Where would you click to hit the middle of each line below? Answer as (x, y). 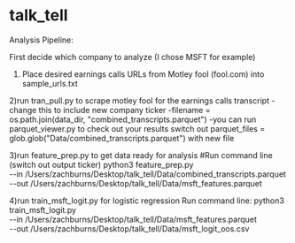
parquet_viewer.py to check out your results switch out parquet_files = (137, 128)
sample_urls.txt (50, 83)
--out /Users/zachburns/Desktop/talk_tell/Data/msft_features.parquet (136, 183)
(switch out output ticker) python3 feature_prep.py (101, 164)
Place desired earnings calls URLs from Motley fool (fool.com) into (143, 74)
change (23, 110)
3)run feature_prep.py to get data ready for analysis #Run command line (141, 155)
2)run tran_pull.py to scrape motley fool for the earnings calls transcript (140, 100)
